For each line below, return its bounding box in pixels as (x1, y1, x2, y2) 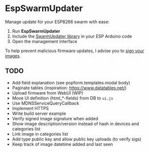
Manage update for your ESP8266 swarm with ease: (5, 19, 110, 25)
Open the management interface (12, 38, 78, 44)
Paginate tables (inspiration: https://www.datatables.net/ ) (12, 85, 127, 91)
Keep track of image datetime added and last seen (12, 141, 113, 147)
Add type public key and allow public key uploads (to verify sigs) (12, 136, 142, 142)
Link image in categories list (12, 131, 68, 137)
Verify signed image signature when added (12, 115, 99, 121)
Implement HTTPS (12, 105, 49, 111)
